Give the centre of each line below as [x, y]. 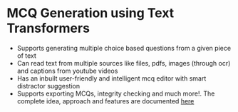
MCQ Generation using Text [90, 13]
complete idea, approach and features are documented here [105, 101]
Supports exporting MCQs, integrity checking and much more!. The [116, 93]
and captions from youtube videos [67, 71]
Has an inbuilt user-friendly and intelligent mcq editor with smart [112, 78]
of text [27, 56]
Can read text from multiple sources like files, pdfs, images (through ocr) [124, 63]
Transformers [48, 28]
